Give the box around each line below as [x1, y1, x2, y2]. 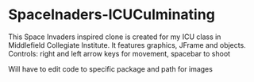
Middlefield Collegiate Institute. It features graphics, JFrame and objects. [8, 40, 246, 49]
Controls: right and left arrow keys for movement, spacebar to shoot [8, 49, 231, 58]
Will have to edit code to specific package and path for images [8, 64, 213, 73]
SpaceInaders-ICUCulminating [8, 6, 216, 24]
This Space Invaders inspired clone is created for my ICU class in [8, 32, 221, 41]
